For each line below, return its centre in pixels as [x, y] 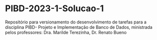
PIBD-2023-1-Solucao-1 [54, 9]
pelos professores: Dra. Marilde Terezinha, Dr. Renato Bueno [66, 32]
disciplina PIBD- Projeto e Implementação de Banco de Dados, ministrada [79, 27]
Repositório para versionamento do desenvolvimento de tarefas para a [76, 22]
